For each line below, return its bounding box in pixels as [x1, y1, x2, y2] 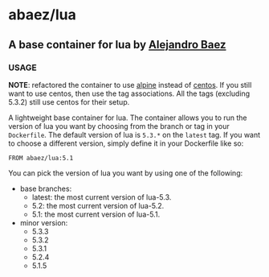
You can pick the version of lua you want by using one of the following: [8, 167, 243, 178]
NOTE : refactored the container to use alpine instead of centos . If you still [8, 80, 252, 89]
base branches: [19, 184, 72, 193]
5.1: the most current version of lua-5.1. [31, 209, 161, 219]
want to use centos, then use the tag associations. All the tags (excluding [8, 89, 251, 98]
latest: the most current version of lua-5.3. [31, 192, 172, 202]
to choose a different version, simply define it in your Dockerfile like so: [8, 138, 244, 148]
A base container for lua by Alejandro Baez [8, 38, 226, 52]
